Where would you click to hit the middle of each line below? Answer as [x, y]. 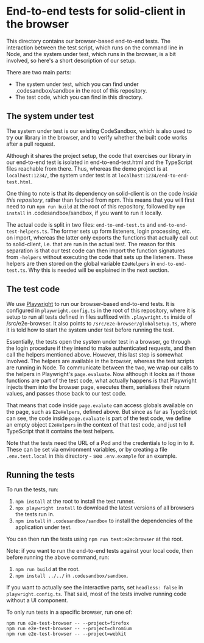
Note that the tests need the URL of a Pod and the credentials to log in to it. [100, 442]
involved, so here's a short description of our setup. [71, 60]
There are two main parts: [39, 72]
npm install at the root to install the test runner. [75, 502]
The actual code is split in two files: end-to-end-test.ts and [81, 224]
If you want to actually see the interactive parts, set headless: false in [95, 588]
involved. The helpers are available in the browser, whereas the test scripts [100, 361]
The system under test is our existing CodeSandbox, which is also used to [99, 131]
